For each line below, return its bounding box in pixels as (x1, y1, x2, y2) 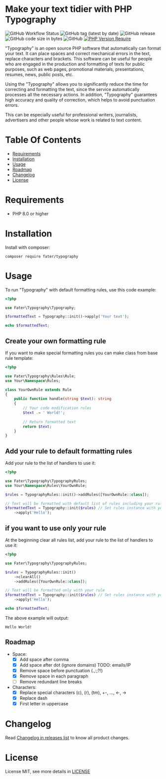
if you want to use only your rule (5, 524, 106, 533)
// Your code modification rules (23, 406, 92, 411)
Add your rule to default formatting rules (5, 447, 132, 455)
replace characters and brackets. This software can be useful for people (5, 55, 153, 61)
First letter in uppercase (19, 701, 69, 707)
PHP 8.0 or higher (12, 210, 49, 216)
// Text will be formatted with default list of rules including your (5, 501, 154, 506)
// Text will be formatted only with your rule (5, 588, 105, 593)
